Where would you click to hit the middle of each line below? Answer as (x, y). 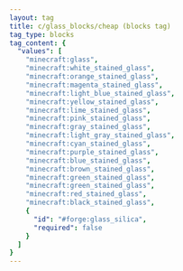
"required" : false (68, 228)
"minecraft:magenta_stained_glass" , (95, 85)
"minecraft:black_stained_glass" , (90, 203)
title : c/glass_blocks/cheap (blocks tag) (90, 26)
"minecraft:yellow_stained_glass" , (92, 102)
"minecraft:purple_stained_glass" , (92, 152)
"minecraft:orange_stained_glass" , (92, 77)
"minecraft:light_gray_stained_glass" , (101, 135)
